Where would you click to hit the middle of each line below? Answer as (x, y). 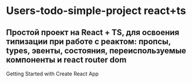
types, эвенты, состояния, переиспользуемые (96, 51)
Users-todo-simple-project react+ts (96, 11)
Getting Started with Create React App (52, 74)
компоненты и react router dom (66, 60)
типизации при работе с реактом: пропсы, (89, 41)
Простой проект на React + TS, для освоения (93, 32)
